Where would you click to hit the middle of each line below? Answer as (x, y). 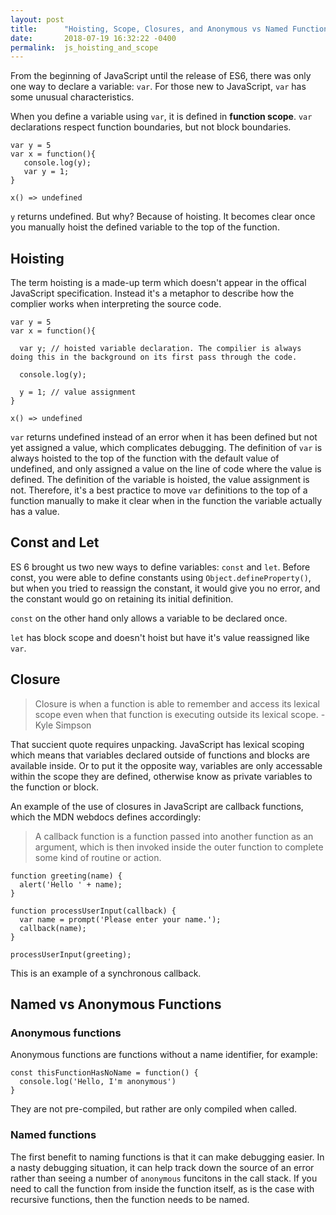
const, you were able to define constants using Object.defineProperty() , (161, 577)
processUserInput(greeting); (71, 954)
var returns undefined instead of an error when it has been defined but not (164, 437)
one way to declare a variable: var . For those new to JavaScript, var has (158, 87)
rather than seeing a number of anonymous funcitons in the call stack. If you (164, 1178)
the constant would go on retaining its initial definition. (122, 598)
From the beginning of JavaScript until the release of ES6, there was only (161, 76)
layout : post (37, 19)
